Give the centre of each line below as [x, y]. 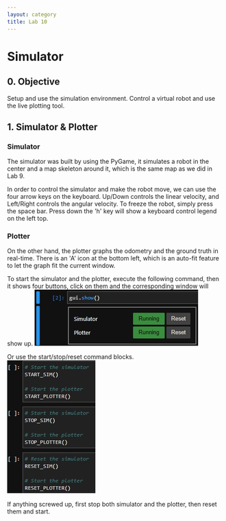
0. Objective [34, 82]
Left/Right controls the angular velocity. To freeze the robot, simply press [110, 204]
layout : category [32, 14]
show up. [20, 343]
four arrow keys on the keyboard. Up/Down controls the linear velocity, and [113, 197]
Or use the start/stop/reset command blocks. [71, 357]
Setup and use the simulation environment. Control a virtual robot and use [111, 98]
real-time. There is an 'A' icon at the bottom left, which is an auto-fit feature [113, 258]
